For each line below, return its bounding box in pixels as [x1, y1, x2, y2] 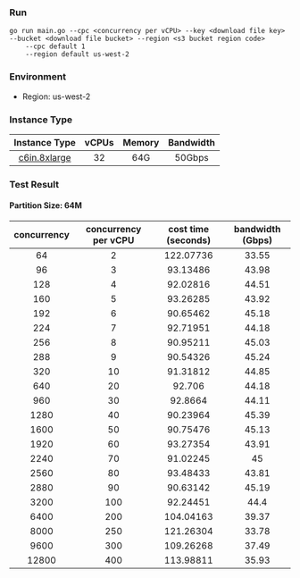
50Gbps [174, 151, 209, 163]
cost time [168, 223, 210, 236]
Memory [122, 136, 160, 148]
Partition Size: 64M [9, 200, 83, 211]
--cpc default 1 [25, 42, 87, 51]
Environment [9, 71, 67, 83]
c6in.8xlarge [18, 151, 71, 163]
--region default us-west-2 [25, 50, 129, 59]
